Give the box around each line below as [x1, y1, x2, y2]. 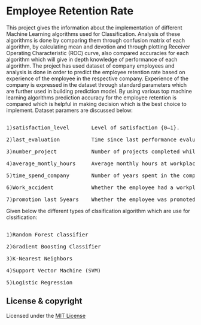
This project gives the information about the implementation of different [6, 24, 182, 31]
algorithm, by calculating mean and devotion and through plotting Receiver [6, 43, 190, 50]
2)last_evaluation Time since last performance [6, 136, 177, 143]
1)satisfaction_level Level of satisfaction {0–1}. [6, 124, 180, 131]
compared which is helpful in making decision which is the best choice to [6, 100, 187, 107]
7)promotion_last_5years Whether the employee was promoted [6, 196, 196, 203]
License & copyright [6, 296, 83, 306]
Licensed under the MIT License [6, 312, 86, 319]
